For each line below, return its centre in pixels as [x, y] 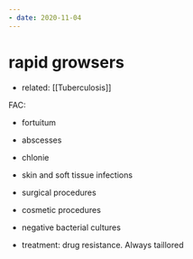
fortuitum [38, 122]
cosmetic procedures [61, 209]
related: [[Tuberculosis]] [66, 88]
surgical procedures [59, 192]
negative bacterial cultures [71, 227]
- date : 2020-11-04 [45, 18]
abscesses [41, 140]
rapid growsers [67, 62]
